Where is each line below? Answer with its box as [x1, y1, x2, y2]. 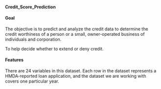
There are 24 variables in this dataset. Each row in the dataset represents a [5, 68, 157, 73]
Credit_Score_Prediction [5, 4, 56, 10]
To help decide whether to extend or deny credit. [5, 45, 104, 51]
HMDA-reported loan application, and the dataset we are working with [5, 73, 147, 79]
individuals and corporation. [5, 36, 62, 42]
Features [5, 57, 23, 63]
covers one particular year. [5, 78, 60, 84]
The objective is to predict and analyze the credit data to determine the [5, 26, 148, 32]
